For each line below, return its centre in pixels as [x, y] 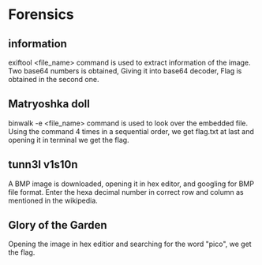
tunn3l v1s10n [43, 164]
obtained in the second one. [54, 79]
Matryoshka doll [49, 104]
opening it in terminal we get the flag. [69, 140]
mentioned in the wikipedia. [53, 200]
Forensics [41, 15]
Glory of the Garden [58, 225]
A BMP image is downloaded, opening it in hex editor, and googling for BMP [131, 184]
